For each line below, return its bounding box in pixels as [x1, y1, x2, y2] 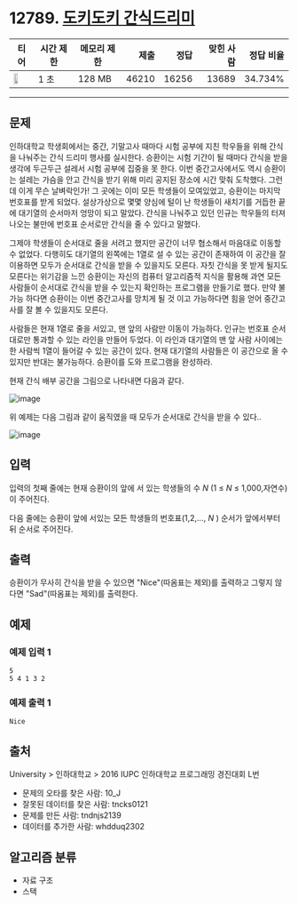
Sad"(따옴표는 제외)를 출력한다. [29, 589, 138, 599]
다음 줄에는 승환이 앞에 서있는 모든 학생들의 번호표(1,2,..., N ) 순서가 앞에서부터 [9, 512, 281, 523]
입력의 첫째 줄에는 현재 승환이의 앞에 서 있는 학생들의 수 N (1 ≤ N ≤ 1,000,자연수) [9, 482, 288, 493]
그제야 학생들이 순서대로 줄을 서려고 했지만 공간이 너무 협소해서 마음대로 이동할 [9, 237, 282, 248]
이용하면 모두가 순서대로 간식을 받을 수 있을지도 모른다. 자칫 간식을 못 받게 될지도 [9, 260, 288, 270]
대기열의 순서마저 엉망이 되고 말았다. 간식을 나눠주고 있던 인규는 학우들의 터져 [18, 207, 286, 218]
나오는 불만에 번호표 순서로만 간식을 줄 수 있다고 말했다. [9, 219, 201, 229]
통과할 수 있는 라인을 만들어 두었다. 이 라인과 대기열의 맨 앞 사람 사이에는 [32, 334, 284, 345]
